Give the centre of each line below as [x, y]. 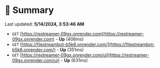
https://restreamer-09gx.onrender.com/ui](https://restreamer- [85, 55]
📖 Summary [29, 10]
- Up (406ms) [69, 39]
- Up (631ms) [74, 60]
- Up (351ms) [70, 49]
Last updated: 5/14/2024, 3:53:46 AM [44, 24]
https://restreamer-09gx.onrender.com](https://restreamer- [83, 33]
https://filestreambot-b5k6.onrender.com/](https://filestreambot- [88, 44]
